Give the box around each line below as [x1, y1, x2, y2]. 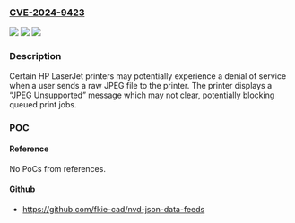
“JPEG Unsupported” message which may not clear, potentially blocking [9, 90, 275, 100]
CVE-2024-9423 [9, 6, 85, 19]
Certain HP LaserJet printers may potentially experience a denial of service [9, 70, 287, 81]
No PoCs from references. [9, 163, 106, 174]
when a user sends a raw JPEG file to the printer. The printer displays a [9, 80, 273, 90]
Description [9, 50, 62, 63]
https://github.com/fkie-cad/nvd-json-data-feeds [22, 203, 205, 214]
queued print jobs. [9, 99, 77, 109]
